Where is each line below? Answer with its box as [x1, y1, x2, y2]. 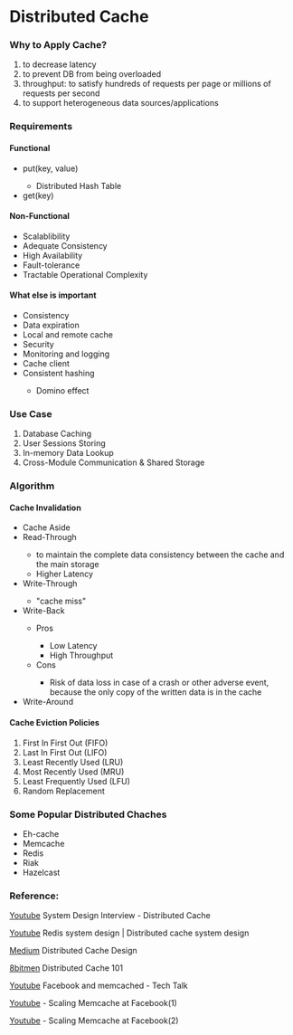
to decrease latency [22, 59, 97, 70]
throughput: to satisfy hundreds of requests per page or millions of [22, 79, 271, 90]
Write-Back [22, 605, 65, 616]
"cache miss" [35, 595, 87, 607]
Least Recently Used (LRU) [22, 756, 124, 767]
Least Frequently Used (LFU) [22, 775, 131, 786]
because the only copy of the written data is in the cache [49, 687, 262, 698]
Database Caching [22, 428, 92, 440]
